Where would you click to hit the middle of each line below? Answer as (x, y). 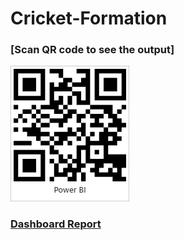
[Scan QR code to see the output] (92, 50)
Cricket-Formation (89, 18)
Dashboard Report (56, 224)
